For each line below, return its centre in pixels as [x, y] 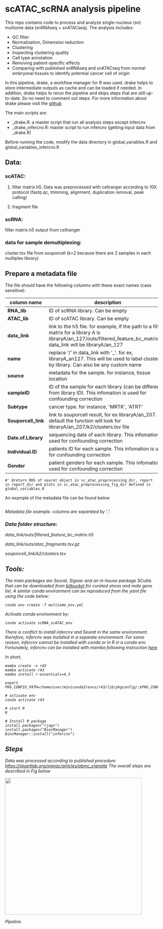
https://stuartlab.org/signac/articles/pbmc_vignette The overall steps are [78, 765]
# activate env [20, 696]
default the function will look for [85, 421]
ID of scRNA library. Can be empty [88, 311]
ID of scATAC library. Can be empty [89, 319]
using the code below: [27, 596]
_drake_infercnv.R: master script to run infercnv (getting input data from [83, 127]
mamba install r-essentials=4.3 [38, 674]
